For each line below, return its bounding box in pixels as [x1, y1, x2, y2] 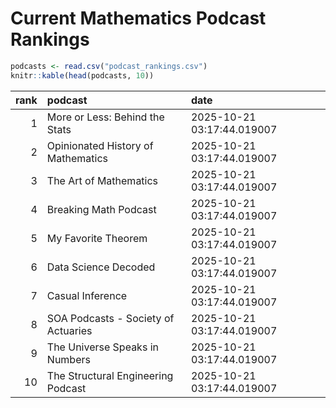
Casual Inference [46, 288, 128, 302]
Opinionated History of [46, 138, 154, 152]
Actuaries [46, 323, 93, 337]
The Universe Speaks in [46, 340, 159, 354]
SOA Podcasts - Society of [46, 311, 175, 325]
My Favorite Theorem [46, 231, 148, 245]
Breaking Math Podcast [46, 202, 157, 216]
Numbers [46, 352, 91, 366]
